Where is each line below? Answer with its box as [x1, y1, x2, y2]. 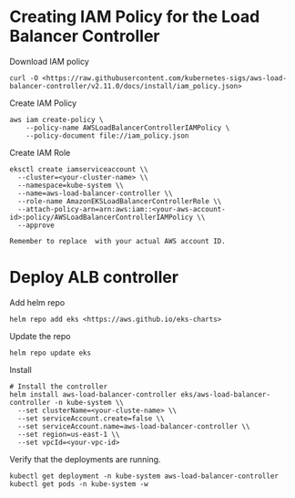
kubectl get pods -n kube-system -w [9, 479, 148, 489]
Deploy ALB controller [9, 267, 179, 288]
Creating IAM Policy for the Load [9, 6, 260, 27]
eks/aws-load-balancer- [180, 389, 271, 399]
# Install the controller [9, 381, 107, 391]
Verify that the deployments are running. [9, 453, 161, 464]
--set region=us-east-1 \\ [17, 430, 120, 439]
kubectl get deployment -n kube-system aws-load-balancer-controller [9, 472, 280, 481]
